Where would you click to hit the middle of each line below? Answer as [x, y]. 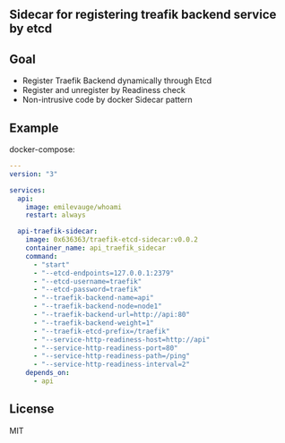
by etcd [31, 29]
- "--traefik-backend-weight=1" [93, 323]
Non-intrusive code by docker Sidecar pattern [107, 100]
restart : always [56, 215]
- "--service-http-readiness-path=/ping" [112, 356]
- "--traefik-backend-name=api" [93, 298]
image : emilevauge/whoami [74, 207]
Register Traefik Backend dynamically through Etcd [117, 81]
